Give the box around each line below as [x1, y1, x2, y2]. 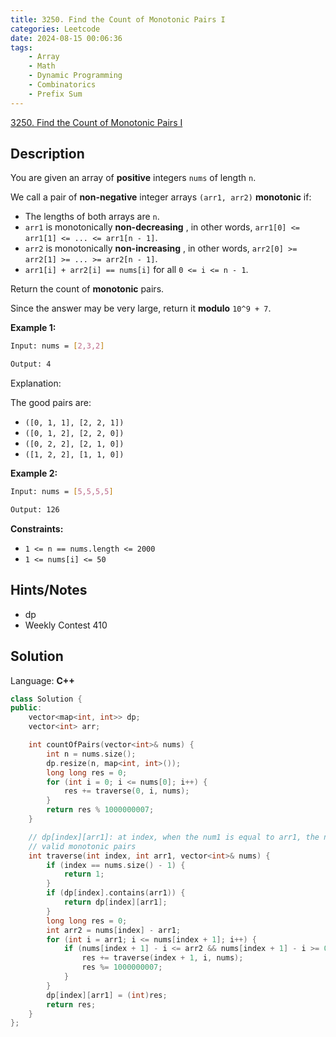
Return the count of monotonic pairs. [10, 283, 165, 295]
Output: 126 [10, 505, 60, 515]
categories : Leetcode [10, 24, 101, 34]
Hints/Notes [10, 582, 88, 599]
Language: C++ [10, 674, 75, 686]
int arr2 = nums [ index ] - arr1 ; [46, 925, 182, 935]
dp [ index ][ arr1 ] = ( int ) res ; [46, 990, 168, 1000]
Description [10, 146, 85, 163]
